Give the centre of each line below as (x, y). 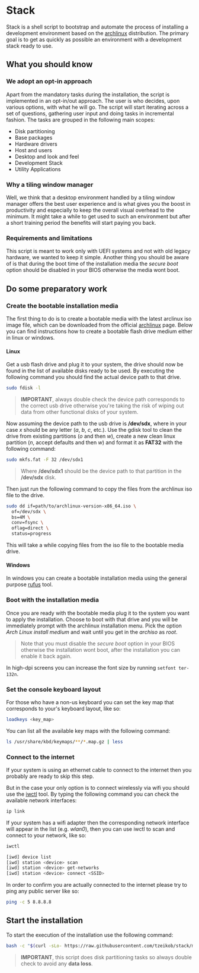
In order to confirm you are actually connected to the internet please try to (97, 885)
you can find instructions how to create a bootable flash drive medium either (99, 331)
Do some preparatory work (57, 289)
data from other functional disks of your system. (79, 412)
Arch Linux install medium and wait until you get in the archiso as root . (92, 632)
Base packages (33, 137)
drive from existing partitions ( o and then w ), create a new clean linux (91, 436)
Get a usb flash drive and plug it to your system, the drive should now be (95, 365)
